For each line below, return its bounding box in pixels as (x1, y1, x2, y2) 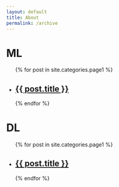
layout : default (6, 8, 47, 15)
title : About (6, 15, 39, 21)
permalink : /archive (6, 20, 59, 26)
